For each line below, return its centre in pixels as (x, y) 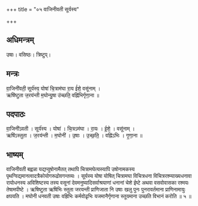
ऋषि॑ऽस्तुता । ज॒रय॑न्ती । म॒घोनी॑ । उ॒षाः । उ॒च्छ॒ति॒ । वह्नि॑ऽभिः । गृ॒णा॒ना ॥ (74, 136)
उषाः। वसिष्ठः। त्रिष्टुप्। (28, 55)
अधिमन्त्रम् (20, 40)
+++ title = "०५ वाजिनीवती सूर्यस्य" (43, 9)
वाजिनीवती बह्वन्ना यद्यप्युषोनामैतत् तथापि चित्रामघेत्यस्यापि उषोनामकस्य (70, 169)
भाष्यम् (15, 155)
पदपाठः (16, 114)
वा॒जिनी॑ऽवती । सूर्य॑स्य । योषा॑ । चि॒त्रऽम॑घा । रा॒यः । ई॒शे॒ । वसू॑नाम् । (70, 129)
